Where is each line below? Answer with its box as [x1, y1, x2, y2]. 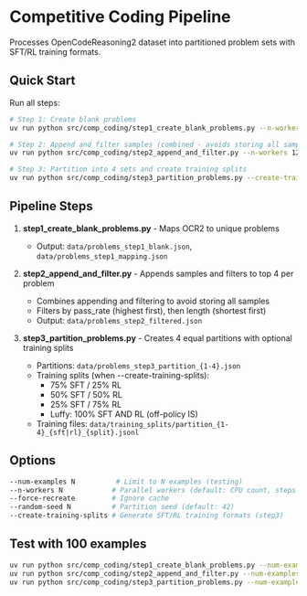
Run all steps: [9, 97, 61, 108]
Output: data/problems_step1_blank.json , [36, 240, 193, 251]
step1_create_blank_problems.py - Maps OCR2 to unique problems [22, 222, 281, 234]
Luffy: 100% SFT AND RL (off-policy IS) [49, 409, 198, 420]
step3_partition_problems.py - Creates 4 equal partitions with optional [22, 332, 292, 344]
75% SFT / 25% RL [49, 379, 122, 390]
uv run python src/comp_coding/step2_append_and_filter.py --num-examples [9, 569, 301, 578]
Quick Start [9, 73, 76, 89]
